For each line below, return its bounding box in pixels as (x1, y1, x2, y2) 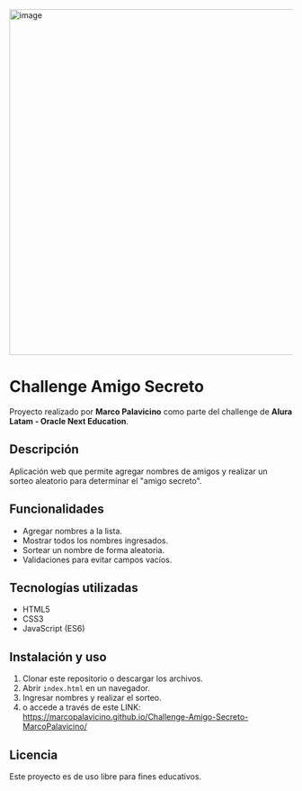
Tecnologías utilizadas (9, 580, 138, 596)
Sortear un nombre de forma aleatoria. (22, 544, 164, 555)
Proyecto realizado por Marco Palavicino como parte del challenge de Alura (9, 405, 293, 417)
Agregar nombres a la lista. (22, 525, 123, 536)
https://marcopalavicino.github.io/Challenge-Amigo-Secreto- (22, 712, 249, 723)
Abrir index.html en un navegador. (22, 683, 150, 694)
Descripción (9, 441, 79, 458)
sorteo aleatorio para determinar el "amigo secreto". (9, 475, 202, 486)
